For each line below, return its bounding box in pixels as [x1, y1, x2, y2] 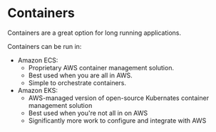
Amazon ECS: [17, 55, 58, 65]
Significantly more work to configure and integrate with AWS [28, 116, 207, 125]
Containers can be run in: [7, 42, 82, 50]
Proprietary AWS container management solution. [28, 63, 175, 72]
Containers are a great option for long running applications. [7, 28, 182, 37]
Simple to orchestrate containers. [28, 78, 127, 87]
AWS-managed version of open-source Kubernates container [28, 94, 209, 102]
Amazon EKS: [17, 86, 58, 94]
